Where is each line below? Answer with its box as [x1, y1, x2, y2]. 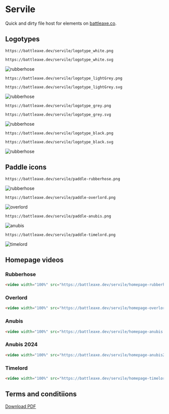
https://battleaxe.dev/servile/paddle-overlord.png [5, 195, 116, 200]
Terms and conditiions [5, 390, 77, 398]
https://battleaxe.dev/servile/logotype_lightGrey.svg [5, 84, 123, 89]
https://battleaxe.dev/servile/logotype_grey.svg [5, 112, 112, 117]
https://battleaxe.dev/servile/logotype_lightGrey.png [5, 76, 123, 81]
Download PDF [5, 403, 36, 409]
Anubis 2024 [5, 341, 38, 348]
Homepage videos [5, 255, 64, 264]
